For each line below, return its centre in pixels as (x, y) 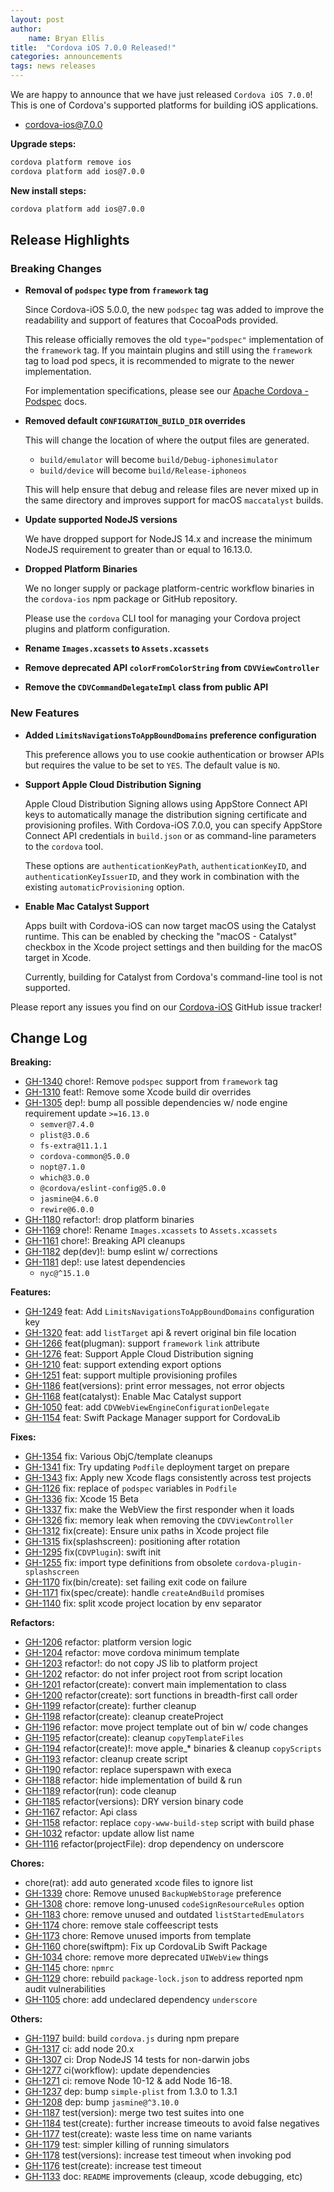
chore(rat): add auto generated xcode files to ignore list (139, 1883)
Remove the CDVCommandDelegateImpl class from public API (146, 687)
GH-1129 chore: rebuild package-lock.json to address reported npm (164, 1978)
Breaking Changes (56, 268)
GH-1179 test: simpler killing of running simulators (127, 2145)
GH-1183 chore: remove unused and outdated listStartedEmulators (164, 1915)
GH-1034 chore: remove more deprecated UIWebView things (146, 1957)
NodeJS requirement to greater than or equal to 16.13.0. (138, 550)
